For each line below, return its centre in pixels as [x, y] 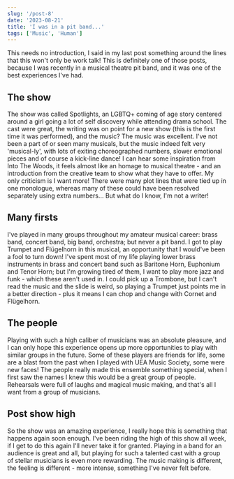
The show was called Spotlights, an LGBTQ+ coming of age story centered [115, 114]
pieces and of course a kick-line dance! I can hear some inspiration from [111, 159]
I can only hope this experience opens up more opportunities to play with [112, 347]
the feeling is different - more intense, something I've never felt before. [109, 468]
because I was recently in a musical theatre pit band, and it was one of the [114, 68]
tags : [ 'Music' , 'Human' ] [45, 33]
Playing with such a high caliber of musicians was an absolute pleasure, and [117, 340]
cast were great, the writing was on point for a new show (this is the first [111, 129]
